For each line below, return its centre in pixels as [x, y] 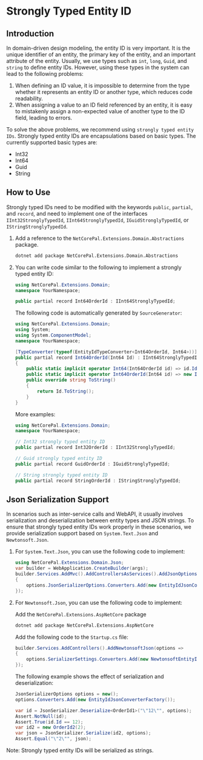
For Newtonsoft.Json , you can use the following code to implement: [99, 602]
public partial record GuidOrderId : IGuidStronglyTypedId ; [92, 464]
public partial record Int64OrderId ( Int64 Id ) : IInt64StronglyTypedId [107, 358]
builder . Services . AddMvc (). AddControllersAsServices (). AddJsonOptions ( [107, 574]
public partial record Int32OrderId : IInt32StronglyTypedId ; [95, 448]
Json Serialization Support [58, 499]
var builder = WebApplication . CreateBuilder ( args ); [82, 568]
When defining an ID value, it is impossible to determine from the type [102, 85]
